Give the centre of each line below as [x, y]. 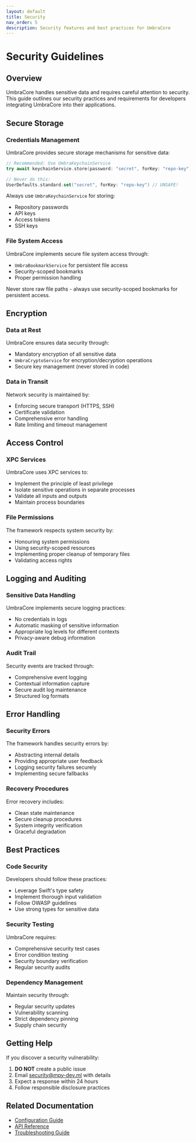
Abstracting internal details [47, 755]
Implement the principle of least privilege [64, 484]
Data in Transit [27, 382]
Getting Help [29, 1043]
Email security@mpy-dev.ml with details [62, 1075]
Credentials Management [43, 140]
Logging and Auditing [46, 579]
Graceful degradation [40, 831]
